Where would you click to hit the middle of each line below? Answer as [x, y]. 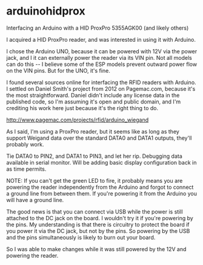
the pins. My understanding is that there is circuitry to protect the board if [98, 224]
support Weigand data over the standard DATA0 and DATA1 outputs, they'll [99, 138]
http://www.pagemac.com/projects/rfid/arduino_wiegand [78, 120]
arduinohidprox [46, 11]
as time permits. [26, 169]
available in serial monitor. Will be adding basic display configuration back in [101, 162]
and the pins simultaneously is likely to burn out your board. [81, 237]
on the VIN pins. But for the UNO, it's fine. [58, 70]
